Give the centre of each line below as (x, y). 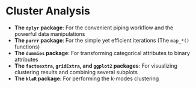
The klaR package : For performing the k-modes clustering (87, 78)
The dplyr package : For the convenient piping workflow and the (94, 28)
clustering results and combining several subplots (76, 72)
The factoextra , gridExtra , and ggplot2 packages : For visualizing (96, 66)
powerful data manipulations (50, 34)
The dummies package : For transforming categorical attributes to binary (102, 53)
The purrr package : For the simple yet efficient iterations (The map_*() (102, 40)
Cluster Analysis (48, 11)
